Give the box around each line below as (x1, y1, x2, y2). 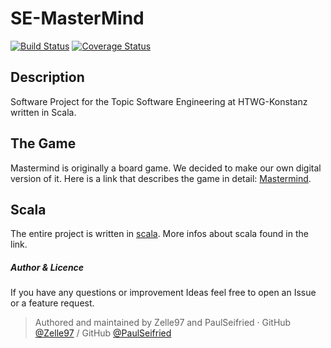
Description (10, 69, 85, 86)
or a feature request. (10, 297, 95, 309)
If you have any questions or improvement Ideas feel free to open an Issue (10, 287, 317, 299)
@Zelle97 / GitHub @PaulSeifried (34, 327, 172, 339)
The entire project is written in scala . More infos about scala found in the (10, 228, 309, 240)
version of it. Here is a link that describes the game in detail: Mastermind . (10, 172, 312, 184)
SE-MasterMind (10, 7, 145, 30)
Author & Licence (10, 261, 85, 273)
